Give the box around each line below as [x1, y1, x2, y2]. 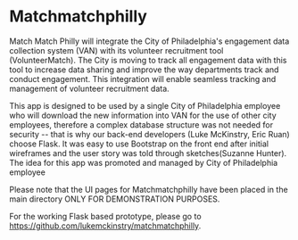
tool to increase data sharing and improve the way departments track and [9, 64, 279, 75]
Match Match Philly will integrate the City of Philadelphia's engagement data [9, 36, 290, 46]
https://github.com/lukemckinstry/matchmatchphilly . [9, 220, 202, 231]
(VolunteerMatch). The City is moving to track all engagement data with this [9, 54, 287, 65]
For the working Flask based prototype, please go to [9, 211, 203, 221]
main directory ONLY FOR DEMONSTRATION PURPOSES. [9, 194, 220, 204]
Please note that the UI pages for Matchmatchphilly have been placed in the [9, 184, 288, 194]
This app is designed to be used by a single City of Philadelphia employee [9, 100, 281, 111]
